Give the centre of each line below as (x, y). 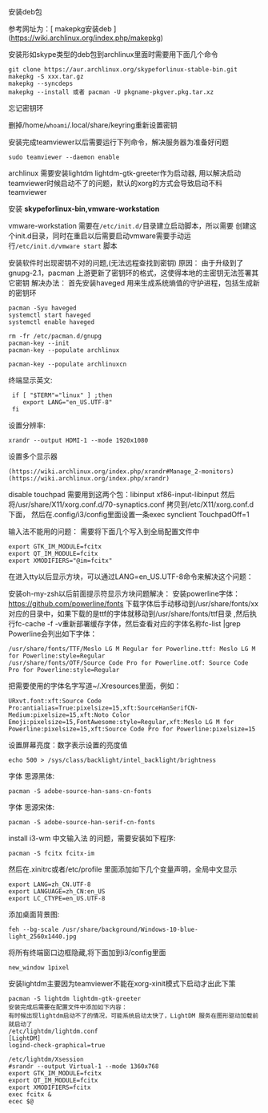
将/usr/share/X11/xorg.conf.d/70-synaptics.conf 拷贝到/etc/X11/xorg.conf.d (131, 504)
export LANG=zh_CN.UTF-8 (50, 884)
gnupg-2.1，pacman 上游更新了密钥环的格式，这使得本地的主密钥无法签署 (130, 273)
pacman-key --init (39, 343)
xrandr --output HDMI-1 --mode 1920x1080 (78, 440)
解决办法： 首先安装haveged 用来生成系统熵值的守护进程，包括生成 (142, 283)
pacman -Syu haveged (43, 308)
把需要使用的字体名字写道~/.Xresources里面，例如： (95, 686)
